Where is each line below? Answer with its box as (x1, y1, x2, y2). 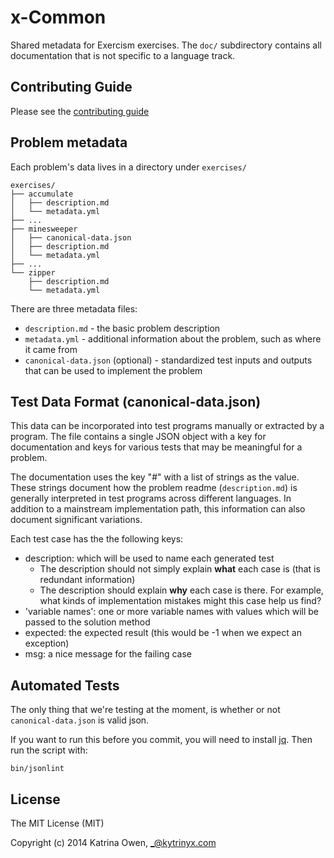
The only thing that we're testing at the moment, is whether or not (10, 704, 281, 716)
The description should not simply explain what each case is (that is (39, 563, 321, 575)
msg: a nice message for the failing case (24, 648, 192, 660)
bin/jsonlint (10, 764, 65, 774)
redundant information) (39, 574, 136, 586)
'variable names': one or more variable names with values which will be (24, 606, 320, 618)
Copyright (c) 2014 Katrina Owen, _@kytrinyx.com (10, 837, 217, 848)
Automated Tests (10, 677, 120, 694)
